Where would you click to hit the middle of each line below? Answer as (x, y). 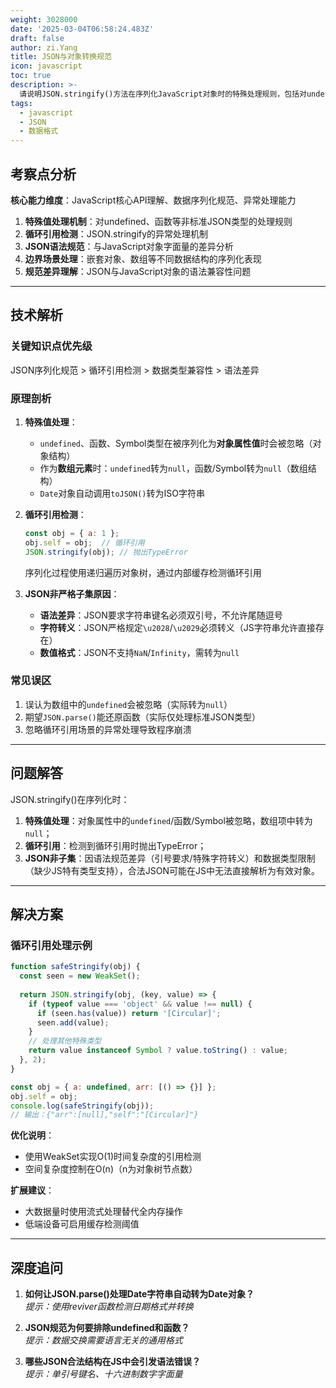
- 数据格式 (39, 131)
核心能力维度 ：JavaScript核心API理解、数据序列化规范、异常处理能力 (153, 200)
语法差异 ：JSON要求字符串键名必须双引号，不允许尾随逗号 (161, 615)
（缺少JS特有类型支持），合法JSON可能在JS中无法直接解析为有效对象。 (172, 870)
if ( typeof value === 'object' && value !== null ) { (140, 1004)
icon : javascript (46, 66)
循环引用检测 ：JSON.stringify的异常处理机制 (116, 233)
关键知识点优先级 (51, 346)
